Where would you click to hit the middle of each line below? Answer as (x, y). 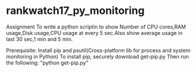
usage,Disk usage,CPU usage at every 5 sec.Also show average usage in (94, 33)
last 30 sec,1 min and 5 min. (40, 39)
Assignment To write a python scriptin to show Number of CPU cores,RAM (96, 27)
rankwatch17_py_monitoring (75, 11)
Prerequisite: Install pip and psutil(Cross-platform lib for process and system (98, 50)
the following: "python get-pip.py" (47, 63)
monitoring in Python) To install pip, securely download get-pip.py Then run (97, 56)
